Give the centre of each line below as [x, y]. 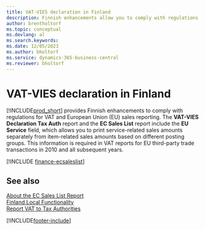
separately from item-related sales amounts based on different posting [95, 137]
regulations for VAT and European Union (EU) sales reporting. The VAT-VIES [102, 117]
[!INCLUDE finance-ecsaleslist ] [46, 162]
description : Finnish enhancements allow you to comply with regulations [102, 18]
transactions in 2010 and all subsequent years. [65, 150]
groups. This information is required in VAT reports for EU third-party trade [100, 143]
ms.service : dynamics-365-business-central [63, 58]
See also [23, 181]
